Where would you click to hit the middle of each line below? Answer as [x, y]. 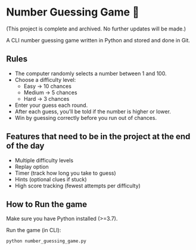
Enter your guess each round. [51, 105]
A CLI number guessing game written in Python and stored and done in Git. [98, 40]
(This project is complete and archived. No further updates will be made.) [96, 29]
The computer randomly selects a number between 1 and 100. [91, 73]
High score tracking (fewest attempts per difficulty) [78, 186]
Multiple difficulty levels [44, 160]
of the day [25, 146]
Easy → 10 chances [47, 86]
